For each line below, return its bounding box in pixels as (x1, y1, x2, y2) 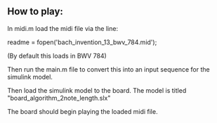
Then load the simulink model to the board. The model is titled (7, 86, 187, 94)
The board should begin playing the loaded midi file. (7, 107, 158, 115)
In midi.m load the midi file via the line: (7, 24, 118, 32)
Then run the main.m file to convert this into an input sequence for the (7, 65, 210, 73)
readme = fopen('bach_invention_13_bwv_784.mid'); (7, 38, 157, 46)
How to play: (7, 6, 63, 18)
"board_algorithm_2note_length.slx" (7, 93, 111, 102)
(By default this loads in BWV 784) (7, 51, 107, 60)
